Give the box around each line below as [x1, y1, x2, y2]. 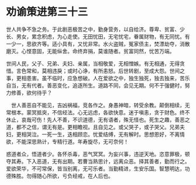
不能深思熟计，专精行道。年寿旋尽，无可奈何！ [16, 138, 129, 145]
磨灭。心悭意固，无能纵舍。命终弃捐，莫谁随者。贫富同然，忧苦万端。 [6, 47, 175, 54]
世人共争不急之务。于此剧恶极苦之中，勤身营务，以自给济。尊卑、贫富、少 [6, 26, 185, 33]
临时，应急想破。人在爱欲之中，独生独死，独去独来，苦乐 [51, 74, 190, 82]
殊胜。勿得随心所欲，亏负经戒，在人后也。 [10, 172, 114, 179]
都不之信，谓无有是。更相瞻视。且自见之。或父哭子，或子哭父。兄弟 [16, 123, 180, 130]
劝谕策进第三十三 [6, 5, 89, 19]
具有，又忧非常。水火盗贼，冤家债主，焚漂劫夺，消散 [62, 40, 190, 47]
